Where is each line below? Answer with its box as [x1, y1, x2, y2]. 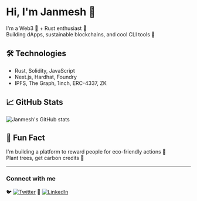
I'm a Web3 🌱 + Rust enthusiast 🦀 [6, 25, 87, 32]
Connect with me [6, 175, 56, 183]
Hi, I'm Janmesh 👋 [6, 5, 96, 19]
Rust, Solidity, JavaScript [14, 67, 75, 74]
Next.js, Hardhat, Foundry [14, 73, 77, 80]
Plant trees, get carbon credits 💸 [6, 155, 84, 162]
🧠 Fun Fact [6, 132, 45, 142]
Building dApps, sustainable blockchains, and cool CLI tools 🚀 [6, 30, 155, 38]
